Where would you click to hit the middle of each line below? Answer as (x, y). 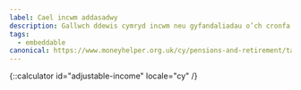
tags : (19, 34)
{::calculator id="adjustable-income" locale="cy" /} (104, 76)
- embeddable (42, 42)
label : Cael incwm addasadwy (64, 17)
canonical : (30, 51)
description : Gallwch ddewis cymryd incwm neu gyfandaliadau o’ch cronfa (150, 26)
